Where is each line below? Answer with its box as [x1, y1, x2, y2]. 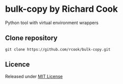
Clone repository [5, 34, 58, 42]
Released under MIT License [5, 73, 63, 79]
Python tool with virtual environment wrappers [5, 20, 99, 26]
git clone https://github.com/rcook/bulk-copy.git [5, 47, 111, 52]
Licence [5, 60, 30, 69]
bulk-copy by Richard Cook [5, 3, 118, 15]
